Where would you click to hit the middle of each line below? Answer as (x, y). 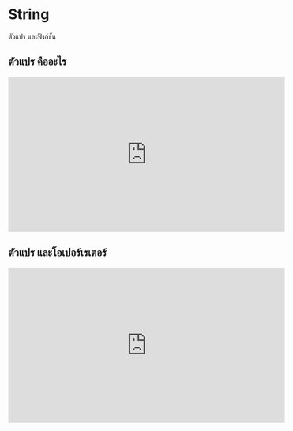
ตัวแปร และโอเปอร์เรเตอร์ (58, 253)
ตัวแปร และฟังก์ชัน (32, 36)
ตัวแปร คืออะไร (38, 62)
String (29, 15)
